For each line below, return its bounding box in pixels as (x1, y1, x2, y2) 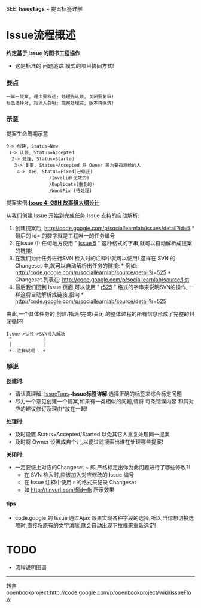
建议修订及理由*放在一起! (25, 405, 88, 412)
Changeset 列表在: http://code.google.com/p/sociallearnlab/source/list (14, 275, 190, 283)
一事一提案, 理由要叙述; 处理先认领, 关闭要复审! (6, 94, 114, 100)
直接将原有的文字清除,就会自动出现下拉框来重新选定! (26, 522, 156, 529)
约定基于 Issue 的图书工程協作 (6, 49, 81, 56)
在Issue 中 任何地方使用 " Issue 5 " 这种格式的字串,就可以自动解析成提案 (14, 239, 193, 247)
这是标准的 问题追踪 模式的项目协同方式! (14, 62, 114, 69)
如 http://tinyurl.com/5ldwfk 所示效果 (23, 486, 115, 493)
